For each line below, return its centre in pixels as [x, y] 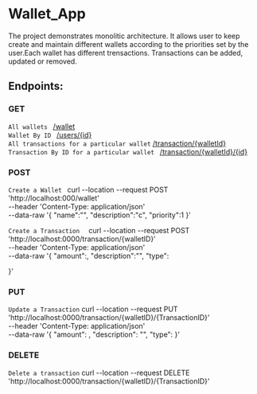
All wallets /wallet [42, 126]
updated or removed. [43, 61]
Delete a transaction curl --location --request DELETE [99, 373]
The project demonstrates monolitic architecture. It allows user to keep [124, 36]
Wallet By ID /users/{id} [50, 135]
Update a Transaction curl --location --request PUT [93, 309]
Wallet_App [47, 14]
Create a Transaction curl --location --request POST [99, 230]
